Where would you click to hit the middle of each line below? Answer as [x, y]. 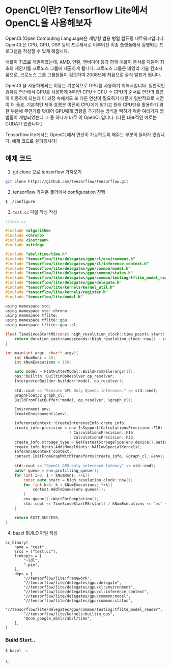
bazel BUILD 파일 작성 [35, 533]
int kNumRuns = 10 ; [35, 357]
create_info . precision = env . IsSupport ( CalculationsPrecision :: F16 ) [89, 428]
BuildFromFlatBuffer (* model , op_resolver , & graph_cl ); [74, 400]
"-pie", [32, 565]
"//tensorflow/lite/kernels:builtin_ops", [69, 614]
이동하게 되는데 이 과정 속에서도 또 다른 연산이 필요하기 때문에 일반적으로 [82, 98]
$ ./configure [20, 201]
